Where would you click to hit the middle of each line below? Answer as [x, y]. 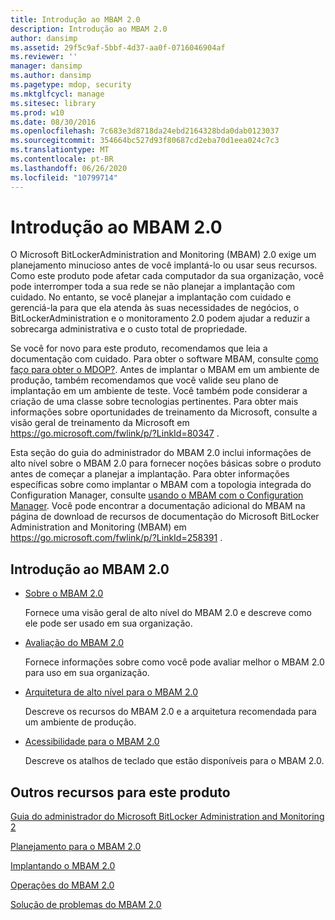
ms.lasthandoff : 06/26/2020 [69, 168]
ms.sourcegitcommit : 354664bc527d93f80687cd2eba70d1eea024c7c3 [145, 141]
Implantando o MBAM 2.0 [63, 866]
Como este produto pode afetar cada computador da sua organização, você [167, 276]
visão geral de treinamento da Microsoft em [100, 423]
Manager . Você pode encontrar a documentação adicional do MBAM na [158, 506]
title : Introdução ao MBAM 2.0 [75, 19]
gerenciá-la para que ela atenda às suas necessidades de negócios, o [155, 308]
